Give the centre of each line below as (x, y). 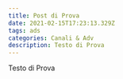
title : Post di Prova (44, 16)
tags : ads (25, 30)
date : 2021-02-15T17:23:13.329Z (61, 23)
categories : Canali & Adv (51, 38)
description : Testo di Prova (56, 45)
